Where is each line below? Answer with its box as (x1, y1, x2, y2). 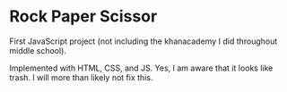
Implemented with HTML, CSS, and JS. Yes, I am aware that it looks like (9, 63, 274, 73)
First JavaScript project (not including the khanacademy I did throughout (9, 36, 278, 46)
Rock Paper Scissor (9, 6, 158, 27)
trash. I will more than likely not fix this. (9, 71, 153, 82)
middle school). (9, 45, 67, 55)
